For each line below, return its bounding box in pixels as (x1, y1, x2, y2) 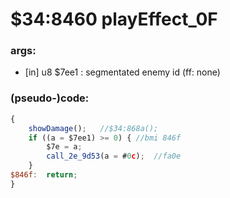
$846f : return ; (10, 170, 78, 180)
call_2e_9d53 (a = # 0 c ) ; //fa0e (46, 151, 182, 162)
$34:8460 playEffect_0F (10, 8, 218, 31)
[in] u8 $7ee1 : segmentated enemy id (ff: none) (24, 66, 221, 78)
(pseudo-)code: (10, 91, 90, 105)
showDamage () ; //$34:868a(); (28, 123, 159, 133)
